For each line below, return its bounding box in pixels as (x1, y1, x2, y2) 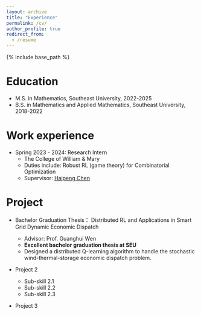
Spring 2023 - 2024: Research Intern (14, 149, 107, 156)
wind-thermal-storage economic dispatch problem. (24, 254, 152, 261)
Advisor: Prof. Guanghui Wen (24, 235, 97, 242)
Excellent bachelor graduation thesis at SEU (24, 241, 137, 248)
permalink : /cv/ (6, 20, 47, 26)
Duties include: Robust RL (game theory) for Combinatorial (24, 161, 170, 169)
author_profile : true (6, 25, 61, 32)
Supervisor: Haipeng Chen (24, 174, 91, 181)
